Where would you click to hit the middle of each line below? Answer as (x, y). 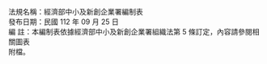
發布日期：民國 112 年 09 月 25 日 (64, 22)
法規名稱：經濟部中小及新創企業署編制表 (76, 12)
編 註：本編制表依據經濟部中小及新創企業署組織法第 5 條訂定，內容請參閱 (131, 32)
